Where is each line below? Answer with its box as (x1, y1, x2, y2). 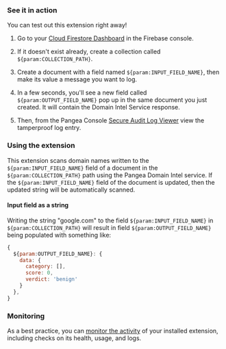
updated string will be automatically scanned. (7, 185, 136, 194)
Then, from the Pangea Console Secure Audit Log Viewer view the (16, 116, 205, 125)
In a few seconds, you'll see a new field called (16, 88, 147, 97)
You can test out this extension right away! (7, 21, 127, 29)
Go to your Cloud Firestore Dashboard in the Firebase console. (16, 34, 194, 42)
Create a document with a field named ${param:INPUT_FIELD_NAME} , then (16, 68, 220, 77)
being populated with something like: (7, 231, 112, 239)
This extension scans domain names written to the (7, 156, 149, 164)
